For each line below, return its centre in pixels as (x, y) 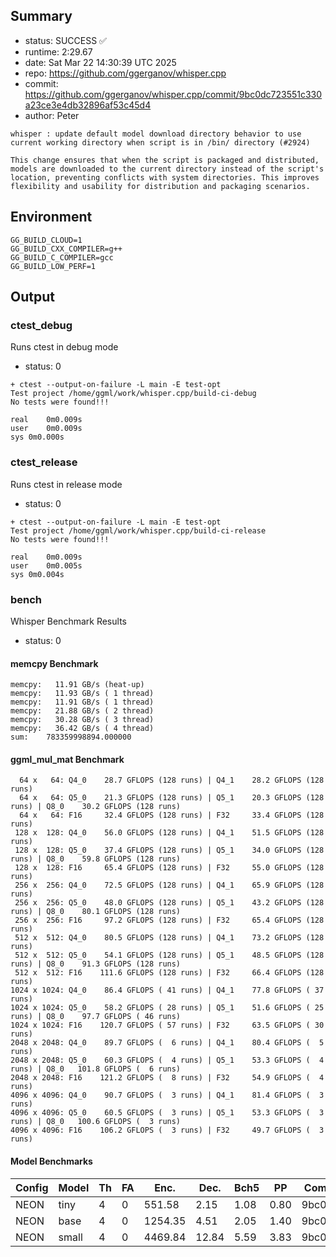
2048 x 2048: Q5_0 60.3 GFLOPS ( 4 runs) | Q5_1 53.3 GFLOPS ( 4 (167, 1060)
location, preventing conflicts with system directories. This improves (165, 177)
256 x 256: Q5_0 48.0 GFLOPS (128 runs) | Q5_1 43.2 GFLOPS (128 (169, 903)
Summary (41, 16)
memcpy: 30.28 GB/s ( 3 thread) (82, 720)
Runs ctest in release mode (66, 484)
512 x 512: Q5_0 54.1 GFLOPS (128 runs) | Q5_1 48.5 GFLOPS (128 (169, 955)
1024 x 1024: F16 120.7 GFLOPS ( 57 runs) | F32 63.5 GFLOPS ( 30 (167, 1025)
